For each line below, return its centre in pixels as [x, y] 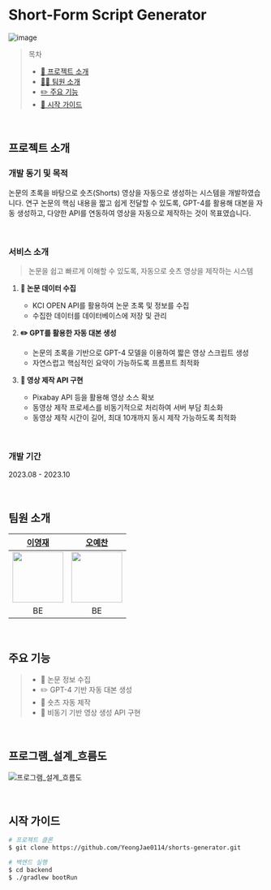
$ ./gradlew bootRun [43, 877]
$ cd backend [30, 871]
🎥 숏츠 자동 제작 [65, 702]
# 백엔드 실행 [28, 862]
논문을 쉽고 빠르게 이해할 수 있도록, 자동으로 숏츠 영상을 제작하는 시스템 [141, 270]
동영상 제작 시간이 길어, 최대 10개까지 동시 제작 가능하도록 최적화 [134, 417]
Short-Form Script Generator [108, 15]
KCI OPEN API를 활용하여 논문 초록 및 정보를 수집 [111, 305]
